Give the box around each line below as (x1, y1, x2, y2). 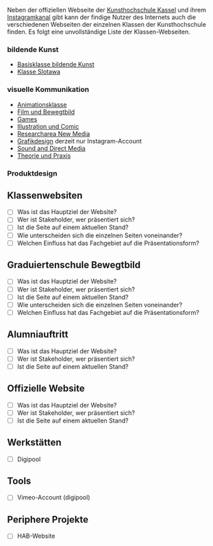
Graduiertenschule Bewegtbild (7, 259, 141, 271)
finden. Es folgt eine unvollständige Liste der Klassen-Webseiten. (7, 27, 190, 36)
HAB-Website (16, 532, 55, 541)
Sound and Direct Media (16, 144, 86, 152)
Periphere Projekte (7, 514, 89, 525)
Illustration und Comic (16, 122, 79, 130)
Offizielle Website (7, 383, 85, 394)
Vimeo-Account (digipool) (16, 493, 90, 501)
